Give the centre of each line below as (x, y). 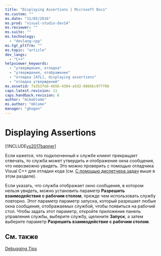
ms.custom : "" (19, 14)
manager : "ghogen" (24, 109)
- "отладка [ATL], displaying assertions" (53, 77)
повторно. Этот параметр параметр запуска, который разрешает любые (80, 201)
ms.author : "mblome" (26, 104)
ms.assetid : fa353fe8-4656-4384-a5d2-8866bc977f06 (57, 86)
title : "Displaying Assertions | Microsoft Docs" (56, 9)
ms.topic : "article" (26, 50)
